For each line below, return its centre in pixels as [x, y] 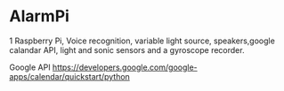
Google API [30, 67]
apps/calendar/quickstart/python [70, 76]
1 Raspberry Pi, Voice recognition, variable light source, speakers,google [142, 41]
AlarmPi [39, 16]
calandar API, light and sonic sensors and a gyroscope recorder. [127, 49]
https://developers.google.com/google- [125, 67]
